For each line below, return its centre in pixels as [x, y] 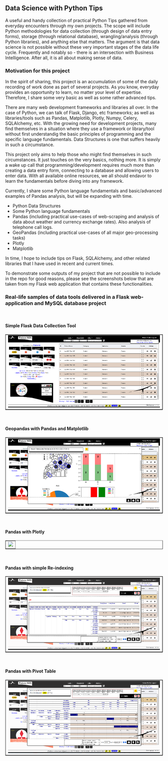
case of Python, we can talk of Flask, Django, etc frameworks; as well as [80, 113]
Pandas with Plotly [25, 532]
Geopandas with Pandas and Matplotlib [47, 428]
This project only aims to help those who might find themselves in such [78, 155]
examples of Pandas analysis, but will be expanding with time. [69, 196]
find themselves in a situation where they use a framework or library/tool [80, 129]
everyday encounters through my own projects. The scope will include [78, 26]
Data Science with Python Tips [54, 8]
